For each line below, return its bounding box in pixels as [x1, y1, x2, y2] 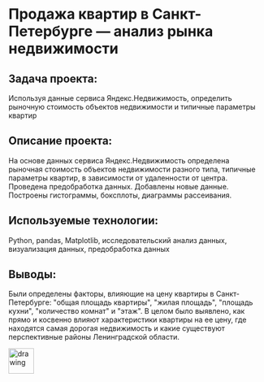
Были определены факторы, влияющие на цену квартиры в [8, 289, 214, 299]
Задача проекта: [8, 72, 97, 85]
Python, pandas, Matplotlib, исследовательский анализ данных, [8, 235, 227, 245]
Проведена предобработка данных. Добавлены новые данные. [8, 181, 229, 191]
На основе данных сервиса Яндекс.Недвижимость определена [8, 155, 230, 165]
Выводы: [8, 267, 57, 281]
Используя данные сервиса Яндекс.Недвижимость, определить [8, 93, 233, 102]
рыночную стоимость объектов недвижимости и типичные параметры [8, 102, 256, 111]
